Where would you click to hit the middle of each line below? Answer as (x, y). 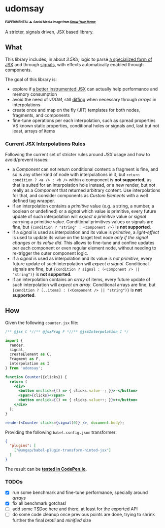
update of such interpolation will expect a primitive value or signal (79, 217)
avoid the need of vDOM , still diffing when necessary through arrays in (84, 99)
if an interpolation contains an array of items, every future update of (81, 280)
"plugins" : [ (23, 446)
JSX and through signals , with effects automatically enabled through (74, 64)
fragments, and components (41, 115)
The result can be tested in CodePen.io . (46, 469)
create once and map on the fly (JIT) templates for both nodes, (76, 110)
